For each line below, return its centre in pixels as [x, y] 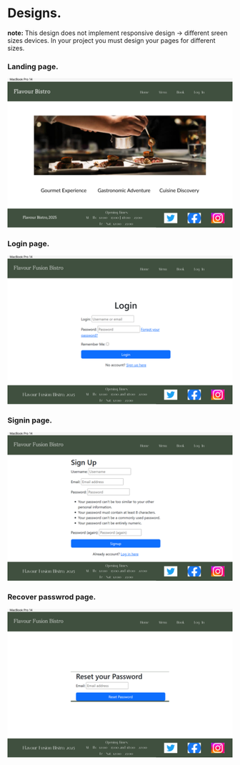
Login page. [29, 244]
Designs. [35, 13]
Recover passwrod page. [52, 597]
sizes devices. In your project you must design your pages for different [111, 40]
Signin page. [30, 420]
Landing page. [33, 66]
